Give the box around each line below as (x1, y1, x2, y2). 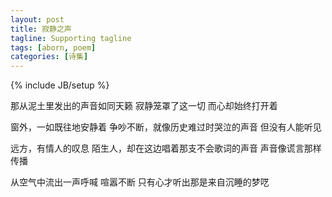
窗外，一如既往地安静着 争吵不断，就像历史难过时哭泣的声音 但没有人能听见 (10, 121, 322, 133)
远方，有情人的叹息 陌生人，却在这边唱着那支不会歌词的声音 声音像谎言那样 (10, 142, 322, 155)
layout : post (10, 14, 65, 25)
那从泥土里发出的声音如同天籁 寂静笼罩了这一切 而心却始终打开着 (10, 100, 278, 112)
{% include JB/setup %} (10, 79, 110, 91)
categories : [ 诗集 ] (10, 52, 89, 62)
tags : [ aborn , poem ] (10, 42, 97, 53)
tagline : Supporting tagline (10, 33, 132, 43)
